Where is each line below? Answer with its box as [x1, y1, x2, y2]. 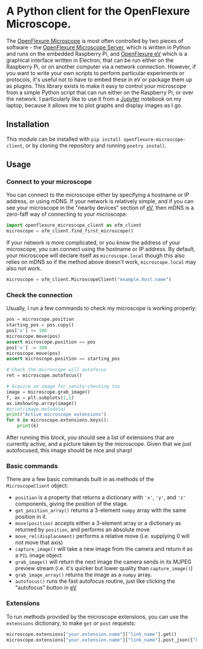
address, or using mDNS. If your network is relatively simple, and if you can [6, 198, 194, 205]
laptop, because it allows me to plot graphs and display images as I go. [6, 101, 182, 109]
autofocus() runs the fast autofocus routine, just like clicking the [14, 577, 175, 585]
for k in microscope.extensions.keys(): [6, 417, 110, 423]
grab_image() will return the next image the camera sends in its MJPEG [14, 558, 192, 565]
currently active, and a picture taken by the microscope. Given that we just [6, 440, 192, 448]
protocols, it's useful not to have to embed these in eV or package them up [6, 76, 192, 83]
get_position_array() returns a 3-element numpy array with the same [14, 506, 186, 514]
